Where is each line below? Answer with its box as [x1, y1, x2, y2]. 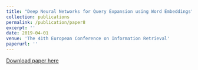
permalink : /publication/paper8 [6, 19, 85, 25]
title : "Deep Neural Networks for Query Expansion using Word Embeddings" [6, 8, 194, 15]
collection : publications [6, 14, 70, 20]
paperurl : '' [6, 41, 38, 47]
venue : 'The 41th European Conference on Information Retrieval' [6, 36, 170, 41]
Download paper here [6, 57, 59, 64]
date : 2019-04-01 [6, 30, 49, 36]
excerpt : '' [6, 24, 35, 31]
